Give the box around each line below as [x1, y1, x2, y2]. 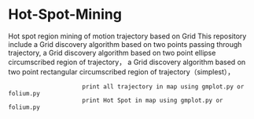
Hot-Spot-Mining [8, 5, 122, 23]
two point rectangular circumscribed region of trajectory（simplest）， [8, 67, 235, 76]
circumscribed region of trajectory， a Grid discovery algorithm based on [8, 57, 246, 67]
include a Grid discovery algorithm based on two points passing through [8, 39, 242, 49]
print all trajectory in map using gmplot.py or [82, 82, 245, 91]
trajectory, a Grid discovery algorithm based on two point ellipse [8, 48, 216, 57]
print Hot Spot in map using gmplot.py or [82, 96, 223, 104]
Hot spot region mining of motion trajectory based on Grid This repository [8, 31, 247, 41]
